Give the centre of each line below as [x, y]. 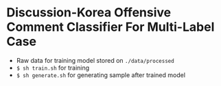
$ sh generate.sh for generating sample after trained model [101, 75]
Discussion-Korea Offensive [89, 13]
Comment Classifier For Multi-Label [110, 27]
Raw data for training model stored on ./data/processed [95, 60]
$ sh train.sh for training [53, 68]
